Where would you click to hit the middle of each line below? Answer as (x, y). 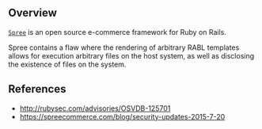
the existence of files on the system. (67, 64)
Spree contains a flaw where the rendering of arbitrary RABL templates (124, 47)
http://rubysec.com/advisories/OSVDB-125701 (95, 108)
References (37, 89)
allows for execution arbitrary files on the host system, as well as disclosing (131, 55)
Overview (33, 13)
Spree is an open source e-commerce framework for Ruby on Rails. (118, 32)
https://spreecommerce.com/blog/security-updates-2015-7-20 (122, 116)
